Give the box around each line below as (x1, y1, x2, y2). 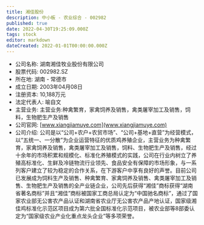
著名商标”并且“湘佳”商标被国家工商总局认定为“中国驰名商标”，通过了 (20, 189, 193, 196)
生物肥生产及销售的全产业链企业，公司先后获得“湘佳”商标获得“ (26, 182, 183, 189)
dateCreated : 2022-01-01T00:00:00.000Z (6, 43, 108, 49)
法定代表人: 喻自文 (15, 98, 62, 105)
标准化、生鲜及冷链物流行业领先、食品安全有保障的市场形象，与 (26, 159, 186, 166)
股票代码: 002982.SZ (15, 67, 68, 75)
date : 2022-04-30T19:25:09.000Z (6, 26, 88, 32)
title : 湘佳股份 (6, 9, 44, 15)
